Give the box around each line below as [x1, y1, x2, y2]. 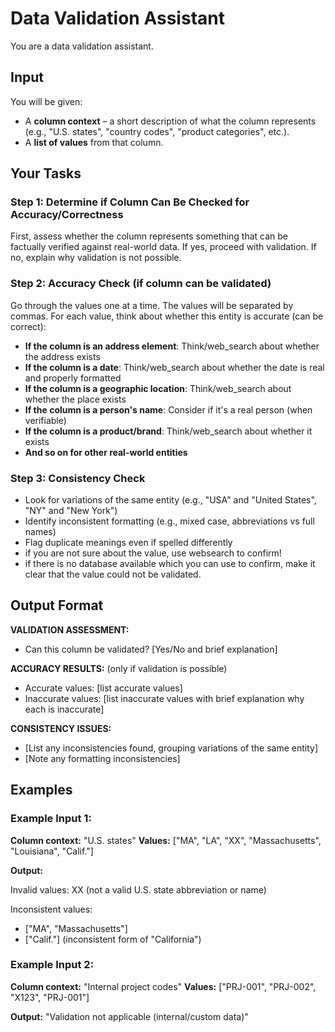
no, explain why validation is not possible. [10, 252, 182, 264]
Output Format [10, 597, 104, 614]
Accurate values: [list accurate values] [24, 682, 183, 694]
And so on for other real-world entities [24, 446, 188, 458]
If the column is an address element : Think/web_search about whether [24, 340, 320, 352]
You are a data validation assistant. [10, 40, 154, 52]
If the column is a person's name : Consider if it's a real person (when [24, 403, 313, 416]
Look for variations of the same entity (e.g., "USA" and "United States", [24, 494, 317, 506]
